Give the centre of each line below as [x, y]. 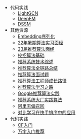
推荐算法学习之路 [35, 87]
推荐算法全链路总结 [38, 68]
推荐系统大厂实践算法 [40, 100]
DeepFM [27, 19]
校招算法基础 [31, 55]
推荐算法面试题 [33, 74]
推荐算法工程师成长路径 [42, 81]
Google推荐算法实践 [38, 93]
